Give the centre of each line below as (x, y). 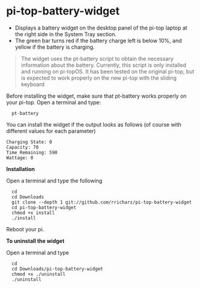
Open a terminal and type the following (54, 180)
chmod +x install (33, 213)
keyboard (33, 84)
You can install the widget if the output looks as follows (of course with (94, 124)
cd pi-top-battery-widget (44, 207)
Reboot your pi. (25, 229)
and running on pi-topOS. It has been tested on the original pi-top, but (108, 71)
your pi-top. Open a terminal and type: (54, 102)
